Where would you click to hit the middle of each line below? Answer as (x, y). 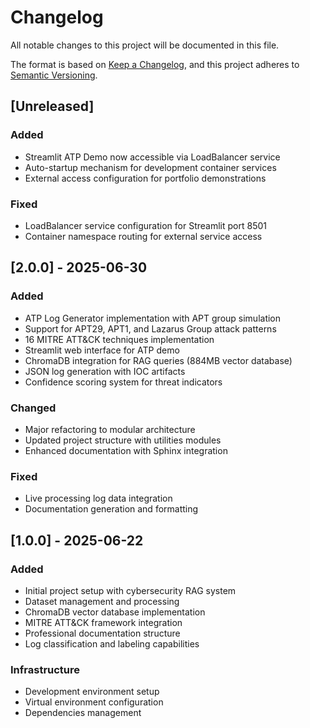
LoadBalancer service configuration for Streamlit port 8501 (145, 225)
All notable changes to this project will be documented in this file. (145, 45)
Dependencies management (83, 713)
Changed (33, 408)
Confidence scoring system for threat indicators (123, 382)
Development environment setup (92, 692)
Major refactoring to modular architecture (110, 429)
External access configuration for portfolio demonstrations (145, 178)
